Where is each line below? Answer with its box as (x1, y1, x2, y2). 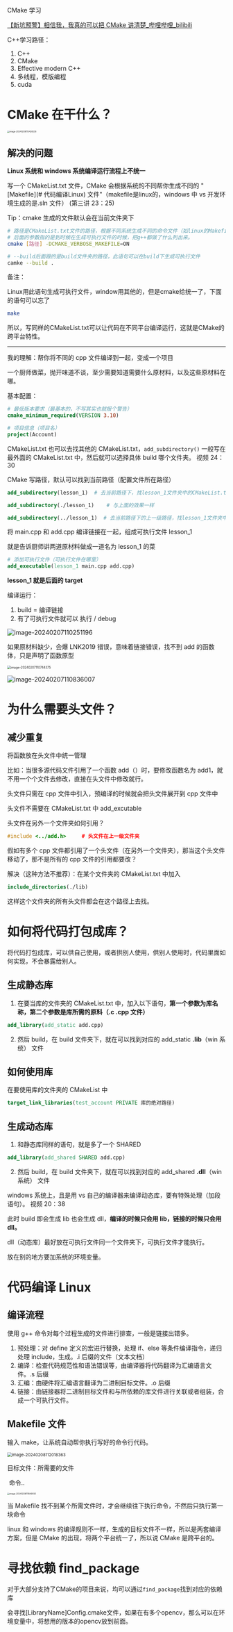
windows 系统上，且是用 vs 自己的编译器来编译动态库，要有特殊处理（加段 (7, 1191, 221, 1199)
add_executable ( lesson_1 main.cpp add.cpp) (7, 563, 135, 570)
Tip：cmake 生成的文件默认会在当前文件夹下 (7, 214, 135, 222)
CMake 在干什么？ (7, 107, 112, 123)
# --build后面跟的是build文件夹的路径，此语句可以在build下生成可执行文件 (7, 253, 201, 260)
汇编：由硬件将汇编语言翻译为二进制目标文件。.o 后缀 (17, 1378, 171, 1387)
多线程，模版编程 (17, 72, 67, 81)
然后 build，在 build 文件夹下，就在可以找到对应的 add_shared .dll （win (17, 1167, 222, 1176)
